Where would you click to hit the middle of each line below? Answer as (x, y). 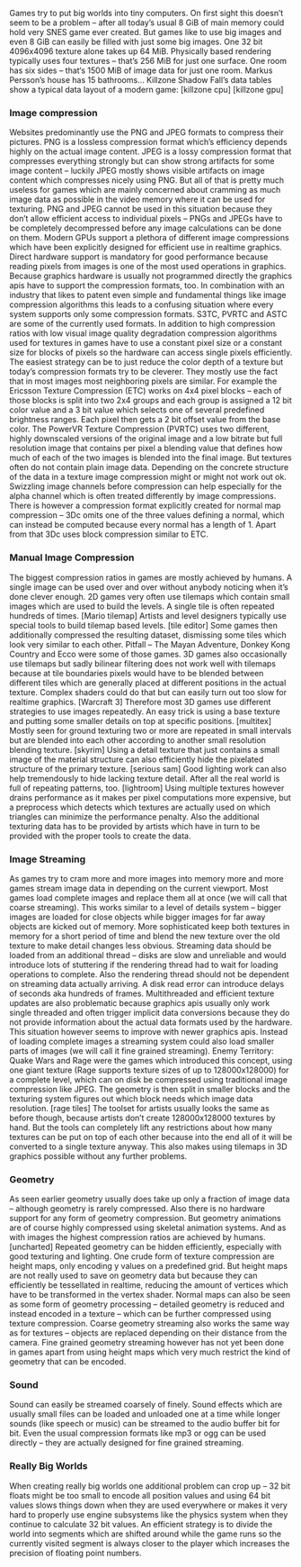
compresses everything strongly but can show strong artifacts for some (142, 161)
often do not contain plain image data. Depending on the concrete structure (149, 467)
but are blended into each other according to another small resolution (138, 740)
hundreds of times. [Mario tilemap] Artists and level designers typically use (148, 615)
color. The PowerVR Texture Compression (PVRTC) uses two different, (140, 429)
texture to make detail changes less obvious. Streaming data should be (141, 946)
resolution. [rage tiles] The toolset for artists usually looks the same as (139, 1108)
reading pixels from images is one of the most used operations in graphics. (148, 267)
